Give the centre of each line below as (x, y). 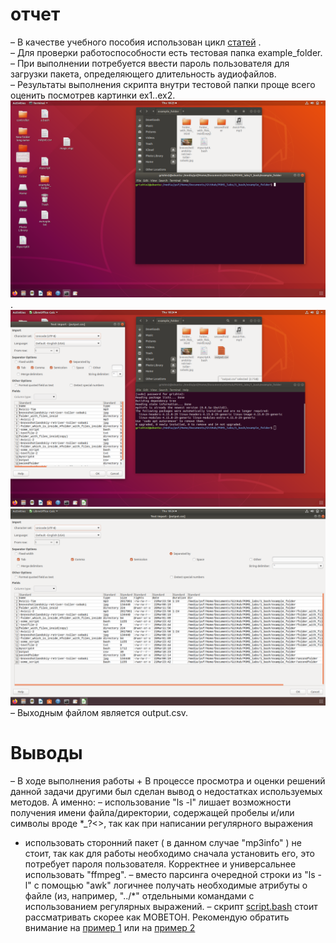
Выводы (46, 753)
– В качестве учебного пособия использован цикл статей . (136, 42)
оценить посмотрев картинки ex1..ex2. (93, 95)
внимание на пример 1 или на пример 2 (110, 927)
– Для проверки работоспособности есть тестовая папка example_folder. (166, 52)
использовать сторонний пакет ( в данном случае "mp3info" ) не (163, 842)
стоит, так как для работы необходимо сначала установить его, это (169, 853)
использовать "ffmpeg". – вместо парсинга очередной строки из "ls (170, 874)
